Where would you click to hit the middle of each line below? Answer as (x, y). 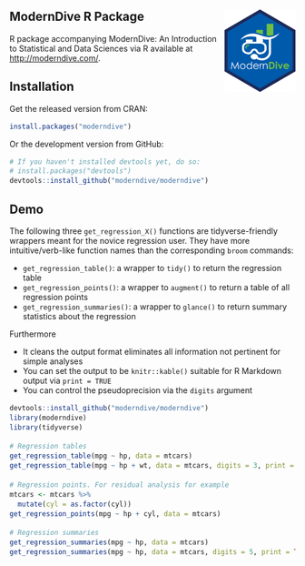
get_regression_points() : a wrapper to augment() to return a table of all (156, 287)
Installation (42, 87)
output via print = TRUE (67, 380)
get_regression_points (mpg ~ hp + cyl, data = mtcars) (115, 514)
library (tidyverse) (46, 427)
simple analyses (53, 361)
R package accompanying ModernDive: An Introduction (113, 38)
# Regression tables (49, 447)
